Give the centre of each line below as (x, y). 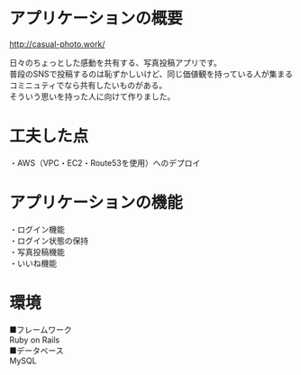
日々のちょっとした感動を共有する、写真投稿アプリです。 (116, 62)
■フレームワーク (41, 329)
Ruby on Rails (35, 340)
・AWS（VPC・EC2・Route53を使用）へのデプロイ (105, 162)
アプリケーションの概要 (96, 18)
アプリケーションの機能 (96, 203)
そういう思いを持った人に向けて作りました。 (92, 96)
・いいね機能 (33, 263)
